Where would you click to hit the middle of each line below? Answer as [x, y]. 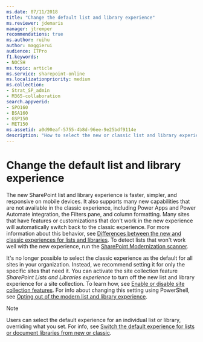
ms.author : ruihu [28, 40]
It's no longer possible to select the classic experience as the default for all [100, 258]
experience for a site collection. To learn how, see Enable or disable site [95, 283]
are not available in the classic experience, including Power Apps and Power [101, 208]
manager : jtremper [29, 29]
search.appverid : [28, 102]
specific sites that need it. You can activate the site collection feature [92, 271]
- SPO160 [17, 107]
